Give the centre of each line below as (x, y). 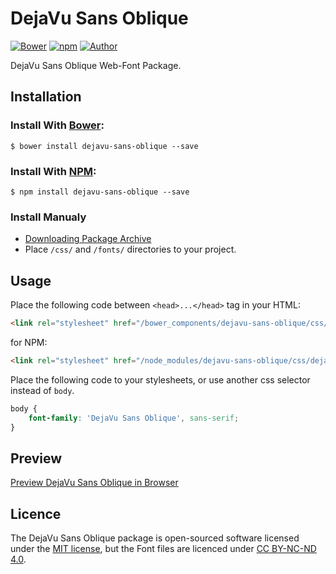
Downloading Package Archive (88, 239)
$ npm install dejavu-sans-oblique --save (100, 192)
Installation (46, 97)
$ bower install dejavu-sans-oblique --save (104, 146)
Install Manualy (48, 217)
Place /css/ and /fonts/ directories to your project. (130, 249)
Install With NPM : (53, 171)
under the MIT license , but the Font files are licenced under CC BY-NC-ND (163, 549)
